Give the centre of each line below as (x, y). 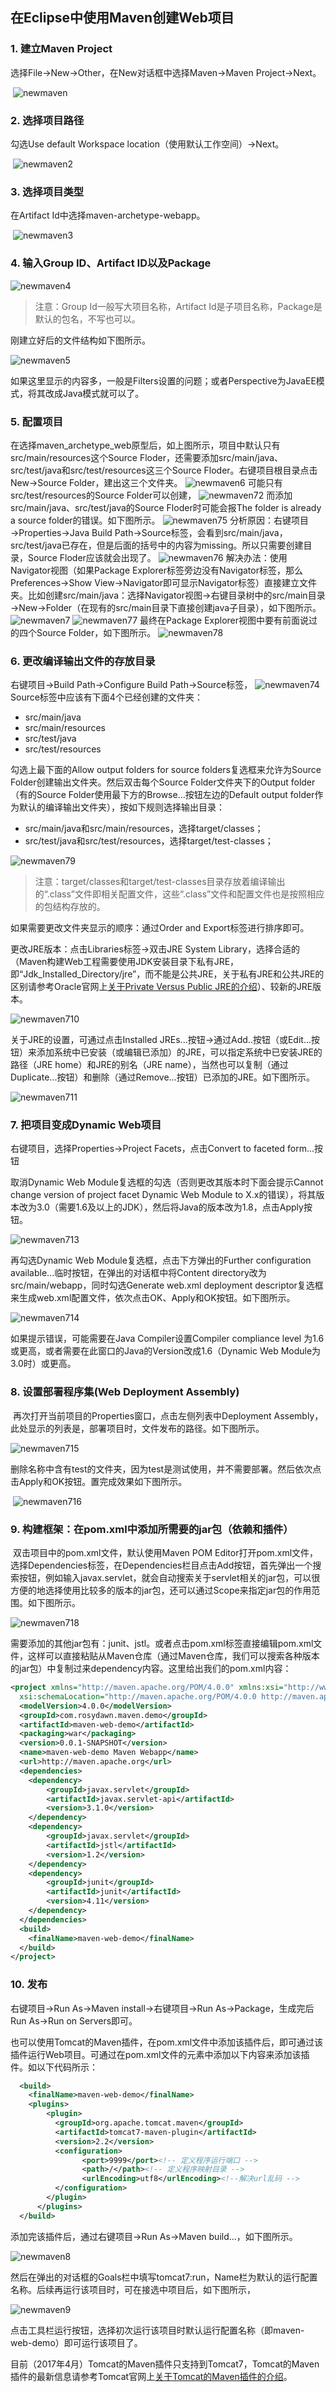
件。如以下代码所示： (54, 2067)
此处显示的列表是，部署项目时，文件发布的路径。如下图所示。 (137, 1428)
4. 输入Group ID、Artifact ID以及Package (111, 263)
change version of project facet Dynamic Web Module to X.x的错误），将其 (163, 1195)
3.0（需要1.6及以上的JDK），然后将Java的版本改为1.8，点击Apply (170, 1207)
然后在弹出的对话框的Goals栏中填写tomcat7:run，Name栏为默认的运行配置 (164, 2277)
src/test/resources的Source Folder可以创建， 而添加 (151, 495)
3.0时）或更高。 (43, 1364)
